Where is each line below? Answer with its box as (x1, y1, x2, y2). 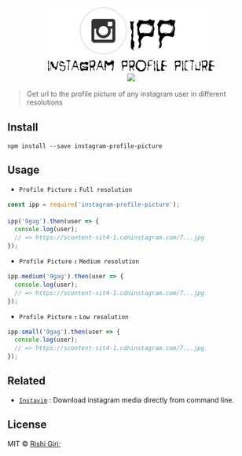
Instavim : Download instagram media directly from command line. (18, 395, 235, 404)
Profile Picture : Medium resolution (18, 258, 139, 266)
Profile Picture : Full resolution (18, 186, 133, 193)
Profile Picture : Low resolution (18, 313, 129, 321)
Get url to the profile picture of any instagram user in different (26, 90, 226, 99)
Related (7, 374, 46, 388)
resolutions (26, 97, 64, 107)
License (7, 418, 47, 432)
